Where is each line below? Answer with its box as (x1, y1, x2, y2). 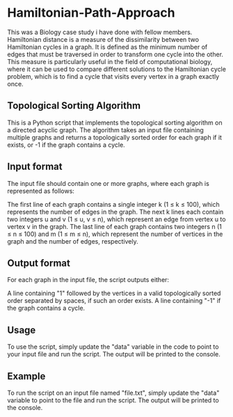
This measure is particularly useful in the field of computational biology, (7, 57, 213, 65)
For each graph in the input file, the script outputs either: (7, 276, 169, 284)
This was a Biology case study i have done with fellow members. (7, 28, 193, 36)
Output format (7, 257, 71, 269)
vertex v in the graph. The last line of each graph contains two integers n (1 (7, 222, 223, 230)
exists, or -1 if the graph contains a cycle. (7, 141, 125, 149)
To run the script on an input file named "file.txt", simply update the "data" (7, 388, 220, 397)
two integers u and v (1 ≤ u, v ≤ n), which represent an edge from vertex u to (7, 214, 226, 223)
